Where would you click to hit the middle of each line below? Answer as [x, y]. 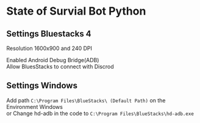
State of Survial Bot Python [76, 11]
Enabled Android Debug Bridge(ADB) [53, 60]
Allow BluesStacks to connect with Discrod [60, 66]
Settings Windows [42, 86]
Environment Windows [34, 107]
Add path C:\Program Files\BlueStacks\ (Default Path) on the [86, 100]
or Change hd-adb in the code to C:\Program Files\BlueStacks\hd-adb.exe [100, 113]
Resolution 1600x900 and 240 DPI [49, 48]
